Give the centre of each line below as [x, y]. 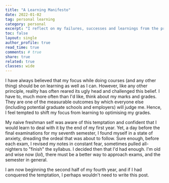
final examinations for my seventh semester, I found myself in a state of [79, 133]
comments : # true [23, 52]
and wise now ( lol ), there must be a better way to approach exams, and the [83, 155]
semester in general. [26, 160]
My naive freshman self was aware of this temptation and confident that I [81, 123]
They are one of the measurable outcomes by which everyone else [74, 102]
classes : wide [20, 66]
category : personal [26, 24]
